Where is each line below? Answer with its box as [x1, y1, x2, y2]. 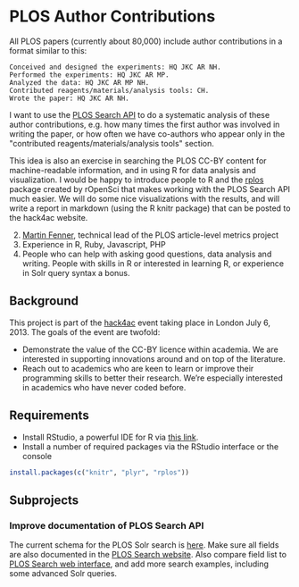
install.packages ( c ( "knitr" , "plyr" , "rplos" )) [9, 467, 190, 477]
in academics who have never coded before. [21, 382, 187, 392]
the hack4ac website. [9, 212, 88, 222]
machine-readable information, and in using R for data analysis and [9, 164, 256, 175]
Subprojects [9, 492, 79, 507]
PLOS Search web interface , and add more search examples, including [9, 558, 270, 569]
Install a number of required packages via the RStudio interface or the [21, 440, 279, 452]
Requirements [9, 408, 89, 423]
